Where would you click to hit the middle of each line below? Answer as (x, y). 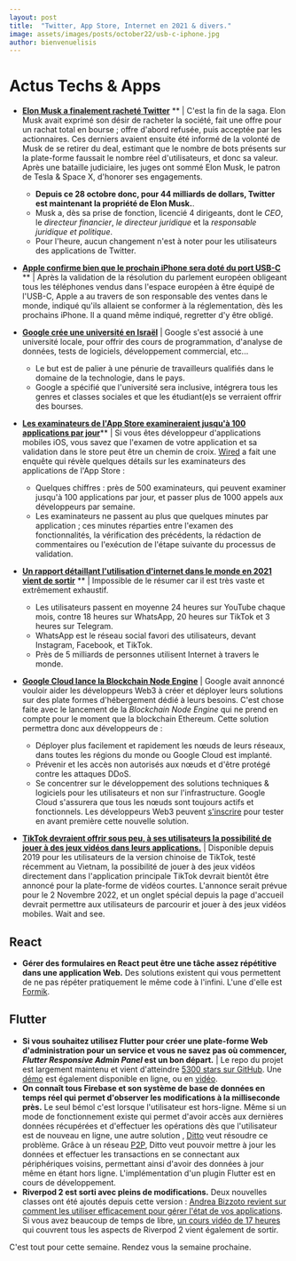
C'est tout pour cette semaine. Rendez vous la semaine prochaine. (130, 1247)
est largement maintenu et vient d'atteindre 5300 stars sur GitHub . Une (152, 1069)
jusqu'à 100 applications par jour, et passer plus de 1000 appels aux (159, 498)
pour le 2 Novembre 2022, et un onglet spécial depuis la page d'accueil (152, 895)
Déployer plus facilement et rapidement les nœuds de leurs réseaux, (160, 746)
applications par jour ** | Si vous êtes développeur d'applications (141, 433)
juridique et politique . (74, 232)
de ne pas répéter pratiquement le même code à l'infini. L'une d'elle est (152, 982)
